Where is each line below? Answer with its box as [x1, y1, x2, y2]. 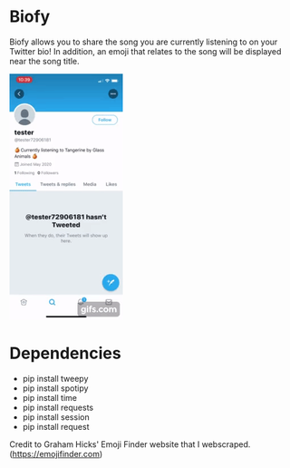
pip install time [22, 392, 77, 403]
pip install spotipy [22, 383, 89, 394]
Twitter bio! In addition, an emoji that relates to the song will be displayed [9, 45, 282, 56]
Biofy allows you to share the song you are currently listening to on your [9, 36, 278, 47]
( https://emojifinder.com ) [9, 448, 103, 459]
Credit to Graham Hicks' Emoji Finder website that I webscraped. [9, 438, 251, 450]
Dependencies [9, 343, 121, 364]
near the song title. [9, 55, 80, 66]
